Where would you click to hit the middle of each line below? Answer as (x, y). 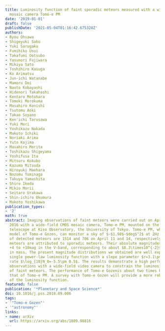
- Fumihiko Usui (22, 51)
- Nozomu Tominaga (24, 175)
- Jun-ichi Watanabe (26, 78)
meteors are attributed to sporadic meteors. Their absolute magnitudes (85, 243)
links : (12, 312)
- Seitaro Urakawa (24, 193)
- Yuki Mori (17, 124)
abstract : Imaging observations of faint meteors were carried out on (79, 220)
